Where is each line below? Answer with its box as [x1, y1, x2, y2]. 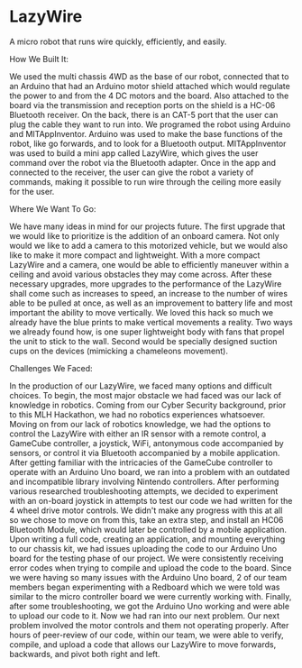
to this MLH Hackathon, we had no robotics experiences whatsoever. [9, 408, 266, 420]
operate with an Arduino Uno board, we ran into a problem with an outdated [9, 466, 290, 477]
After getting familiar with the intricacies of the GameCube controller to [9, 457, 273, 468]
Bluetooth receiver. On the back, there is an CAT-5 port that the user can [9, 109, 279, 120]
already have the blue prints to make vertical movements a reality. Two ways [9, 316, 293, 327]
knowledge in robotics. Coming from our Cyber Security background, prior [9, 399, 287, 410]
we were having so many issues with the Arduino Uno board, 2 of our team [9, 572, 287, 582]
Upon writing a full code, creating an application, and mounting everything [9, 534, 286, 544]
